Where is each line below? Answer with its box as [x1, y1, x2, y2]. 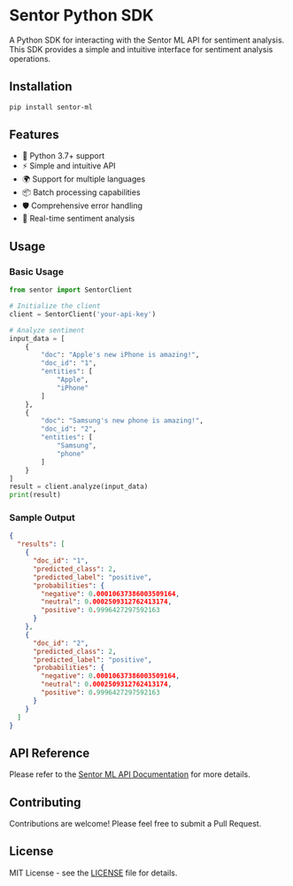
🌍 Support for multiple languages [21, 174, 146, 184]
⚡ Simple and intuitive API [21, 160, 117, 171]
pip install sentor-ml [9, 103, 93, 112]
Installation [9, 79, 73, 94]
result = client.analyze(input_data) [9, 482, 149, 492]
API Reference [9, 745, 90, 760]
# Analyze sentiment [9, 325, 86, 335]
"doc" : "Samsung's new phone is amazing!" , [41, 416, 204, 425]
